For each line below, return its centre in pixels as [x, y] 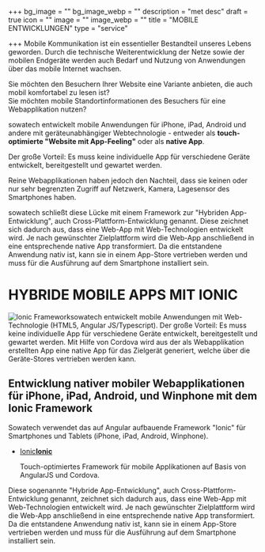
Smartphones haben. [42, 197]
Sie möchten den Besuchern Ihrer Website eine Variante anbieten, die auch [131, 84]
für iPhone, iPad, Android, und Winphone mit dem [133, 396]
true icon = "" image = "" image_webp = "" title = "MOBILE [104, 20]
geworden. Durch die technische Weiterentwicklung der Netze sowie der [127, 52]
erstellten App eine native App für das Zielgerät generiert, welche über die [129, 350]
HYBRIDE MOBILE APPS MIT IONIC [123, 295]
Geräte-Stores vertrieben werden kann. [72, 358]
